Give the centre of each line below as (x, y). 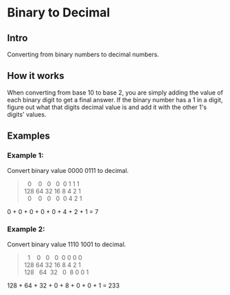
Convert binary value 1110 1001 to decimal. (67, 244)
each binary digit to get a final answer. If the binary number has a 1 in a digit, (115, 99)
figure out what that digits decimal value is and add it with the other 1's (107, 107)
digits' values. (27, 114)
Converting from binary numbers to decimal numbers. (83, 54)
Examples (28, 136)
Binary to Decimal (59, 13)
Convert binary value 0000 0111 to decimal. (68, 170)
